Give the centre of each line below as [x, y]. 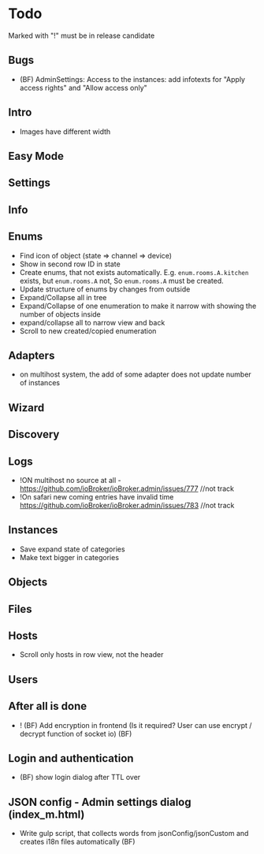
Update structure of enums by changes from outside [105, 289]
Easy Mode [36, 156]
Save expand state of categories [72, 549]
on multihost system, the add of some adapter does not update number [136, 374]
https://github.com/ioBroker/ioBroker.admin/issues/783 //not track [127, 505]
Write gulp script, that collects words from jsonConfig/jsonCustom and [134, 834]
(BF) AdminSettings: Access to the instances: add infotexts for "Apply [132, 79]
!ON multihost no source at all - [70, 480]
